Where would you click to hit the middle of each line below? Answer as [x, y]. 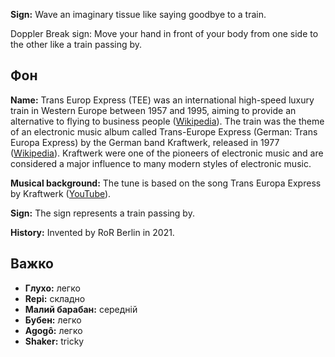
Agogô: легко [53, 330]
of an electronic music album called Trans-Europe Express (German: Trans [164, 131]
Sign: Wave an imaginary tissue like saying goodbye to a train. [138, 14]
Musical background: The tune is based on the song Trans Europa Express [166, 183]
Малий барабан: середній [81, 309]
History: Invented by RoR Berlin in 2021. [92, 232]
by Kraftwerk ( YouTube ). [61, 193]
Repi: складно [55, 298]
